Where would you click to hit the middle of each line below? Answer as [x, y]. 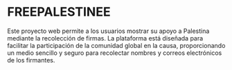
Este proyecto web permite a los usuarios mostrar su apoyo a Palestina [108, 31]
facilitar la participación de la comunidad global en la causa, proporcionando [116, 45]
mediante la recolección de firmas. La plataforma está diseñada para [105, 38]
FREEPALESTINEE [59, 12]
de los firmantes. [31, 60]
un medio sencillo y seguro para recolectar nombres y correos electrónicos [115, 53]
